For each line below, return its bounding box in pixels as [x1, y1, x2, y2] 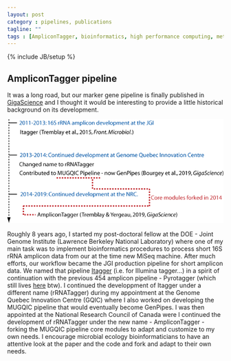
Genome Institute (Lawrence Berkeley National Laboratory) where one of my [7, 237, 223, 245]
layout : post [7, 11, 45, 18]
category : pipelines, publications [7, 18, 112, 25]
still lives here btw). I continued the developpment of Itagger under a [7, 281, 201, 289]
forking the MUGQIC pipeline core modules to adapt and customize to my [7, 324, 215, 333]
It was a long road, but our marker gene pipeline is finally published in [7, 91, 205, 99]
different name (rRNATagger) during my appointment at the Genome [7, 288, 201, 296]
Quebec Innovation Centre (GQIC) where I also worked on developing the [7, 296, 214, 304]
